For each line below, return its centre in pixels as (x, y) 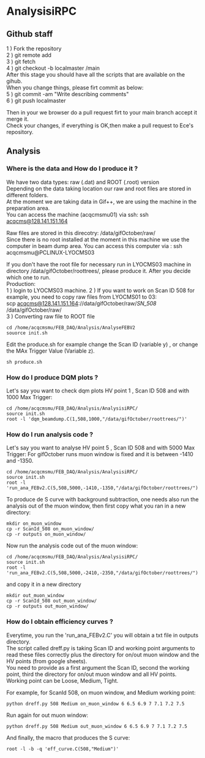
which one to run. (28, 277)
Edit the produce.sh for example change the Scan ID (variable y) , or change (102, 344)
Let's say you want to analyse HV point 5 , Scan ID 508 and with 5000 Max (101, 448)
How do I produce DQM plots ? (52, 377)
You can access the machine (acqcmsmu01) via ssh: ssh (77, 214)
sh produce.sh (24, 362)
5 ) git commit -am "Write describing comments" (68, 94)
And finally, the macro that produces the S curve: (68, 737)
